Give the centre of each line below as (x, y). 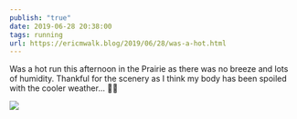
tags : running (37, 35)
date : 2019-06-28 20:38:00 (61, 26)
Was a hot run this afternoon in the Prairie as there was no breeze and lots (149, 69)
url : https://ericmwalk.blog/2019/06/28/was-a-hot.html (118, 43)
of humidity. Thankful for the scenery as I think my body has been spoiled (148, 79)
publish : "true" (40, 18)
